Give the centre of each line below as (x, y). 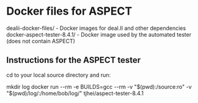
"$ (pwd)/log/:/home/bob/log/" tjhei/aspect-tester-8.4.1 (75, 93)
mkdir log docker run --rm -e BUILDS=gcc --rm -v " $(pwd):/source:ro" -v (99, 87)
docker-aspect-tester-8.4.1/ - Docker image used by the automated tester (99, 34)
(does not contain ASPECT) (41, 41)
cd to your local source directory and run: (59, 75)
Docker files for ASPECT (69, 11)
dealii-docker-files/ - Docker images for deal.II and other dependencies (96, 28)
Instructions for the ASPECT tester (74, 60)
